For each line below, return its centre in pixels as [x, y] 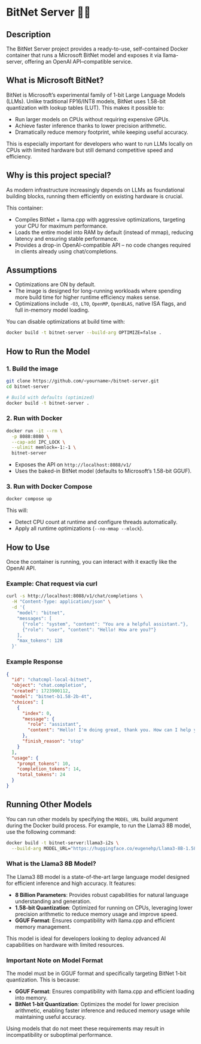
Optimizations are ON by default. [55, 285]
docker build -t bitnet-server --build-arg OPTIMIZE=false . [84, 333]
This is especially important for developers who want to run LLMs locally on [99, 143]
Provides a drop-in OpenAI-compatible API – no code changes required [103, 245]
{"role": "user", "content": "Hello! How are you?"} [89, 630]
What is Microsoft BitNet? [55, 80]
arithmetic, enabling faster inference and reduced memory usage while [102, 1010]
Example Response [35, 662]
